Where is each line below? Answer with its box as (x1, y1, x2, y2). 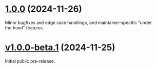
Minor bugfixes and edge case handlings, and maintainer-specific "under (5, 20, 152, 25)
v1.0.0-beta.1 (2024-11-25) (5, 42, 116, 53)
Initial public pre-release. (5, 58, 55, 64)
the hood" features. (5, 24, 44, 30)
